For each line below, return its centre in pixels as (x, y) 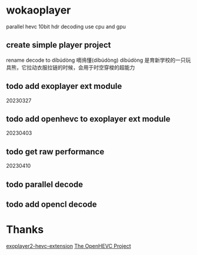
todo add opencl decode (51, 204)
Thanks (25, 230)
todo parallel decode (45, 184)
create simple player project (59, 45)
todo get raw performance (55, 152)
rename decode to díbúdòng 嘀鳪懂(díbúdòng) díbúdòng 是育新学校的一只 (96, 60)
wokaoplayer (39, 10)
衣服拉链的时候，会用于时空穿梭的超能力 (86, 67)
